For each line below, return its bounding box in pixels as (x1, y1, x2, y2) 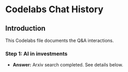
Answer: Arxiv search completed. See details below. (12, 62, 123, 68)
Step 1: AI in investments (5, 50, 68, 57)
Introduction (5, 24, 46, 33)
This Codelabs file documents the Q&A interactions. (5, 37, 114, 43)
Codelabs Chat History (5, 4, 104, 15)
